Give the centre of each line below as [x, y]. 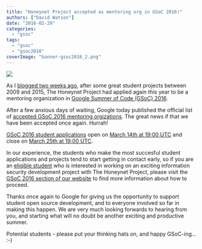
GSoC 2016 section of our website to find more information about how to [97, 178]
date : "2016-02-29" [31, 23]
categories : [21, 29]
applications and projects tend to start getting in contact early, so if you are [100, 159]
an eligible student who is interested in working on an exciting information [98, 165]
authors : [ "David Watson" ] [40, 18]
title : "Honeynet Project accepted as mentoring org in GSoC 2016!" [94, 12]
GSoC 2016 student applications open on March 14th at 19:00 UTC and [94, 134]
